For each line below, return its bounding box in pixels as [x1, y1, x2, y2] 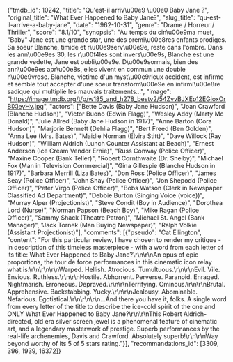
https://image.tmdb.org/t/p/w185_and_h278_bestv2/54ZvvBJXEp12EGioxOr [10, 95, 226, 103]
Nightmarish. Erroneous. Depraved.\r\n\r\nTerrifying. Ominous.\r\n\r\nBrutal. [7, 280, 226, 288]
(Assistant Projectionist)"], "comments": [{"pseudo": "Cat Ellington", [7, 228, 202, 236]
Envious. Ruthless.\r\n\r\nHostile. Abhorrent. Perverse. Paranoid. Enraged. [7, 273, 220, 281]
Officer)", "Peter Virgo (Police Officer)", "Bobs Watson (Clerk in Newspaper [7, 184, 223, 192]
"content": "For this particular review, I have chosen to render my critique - [7, 236, 221, 243]
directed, [7, 317, 33, 325]
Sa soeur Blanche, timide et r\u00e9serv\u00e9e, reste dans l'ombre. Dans [7, 43, 223, 51]
